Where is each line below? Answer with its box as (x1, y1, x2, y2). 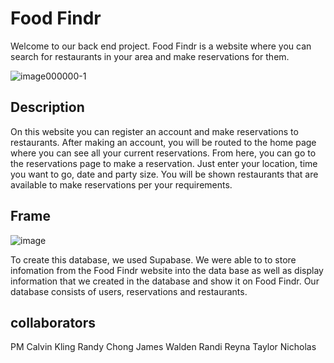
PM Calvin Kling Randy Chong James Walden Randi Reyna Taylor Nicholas (10, 341, 317, 353)
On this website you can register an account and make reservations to (10, 125, 299, 137)
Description (10, 99, 85, 116)
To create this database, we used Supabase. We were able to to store (10, 253, 297, 266)
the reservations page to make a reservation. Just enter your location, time (10, 157, 318, 169)
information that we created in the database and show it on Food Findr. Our (10, 275, 320, 287)
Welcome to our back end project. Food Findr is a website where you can (10, 40, 312, 52)
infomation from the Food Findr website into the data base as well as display (10, 264, 324, 276)
